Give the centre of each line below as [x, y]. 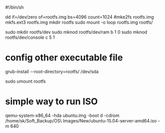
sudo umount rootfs [26, 81]
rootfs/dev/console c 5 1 [30, 37]
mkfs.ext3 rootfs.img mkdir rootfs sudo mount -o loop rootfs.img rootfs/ [79, 22]
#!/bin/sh [15, 7]
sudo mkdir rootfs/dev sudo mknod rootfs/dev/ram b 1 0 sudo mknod [76, 32]
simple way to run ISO [51, 102]
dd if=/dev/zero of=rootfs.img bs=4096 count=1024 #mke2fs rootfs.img [79, 17]
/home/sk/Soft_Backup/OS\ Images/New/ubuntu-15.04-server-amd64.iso [81, 120]
